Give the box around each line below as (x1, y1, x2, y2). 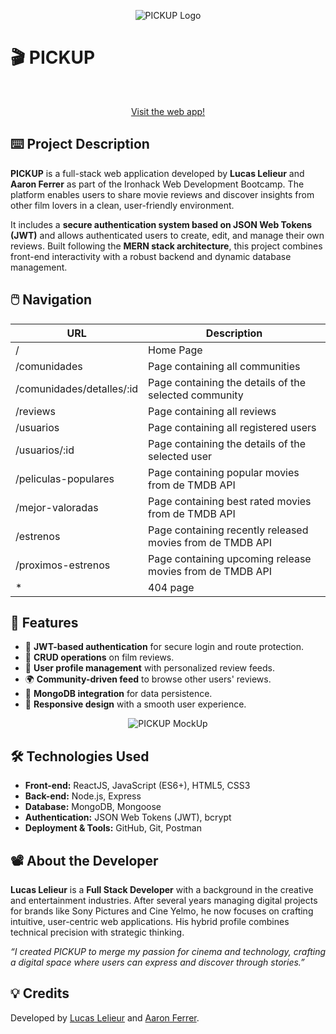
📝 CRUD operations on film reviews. (24, 651, 175, 664)
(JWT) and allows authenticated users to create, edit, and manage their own (10, 229, 325, 241)
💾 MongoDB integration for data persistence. (24, 688, 213, 700)
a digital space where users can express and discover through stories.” (10, 956, 305, 968)
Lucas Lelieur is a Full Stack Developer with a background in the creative (10, 884, 314, 895)
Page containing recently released (148, 523, 309, 537)
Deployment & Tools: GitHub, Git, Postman (24, 822, 202, 834)
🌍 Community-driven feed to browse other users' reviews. (24, 673, 272, 685)
